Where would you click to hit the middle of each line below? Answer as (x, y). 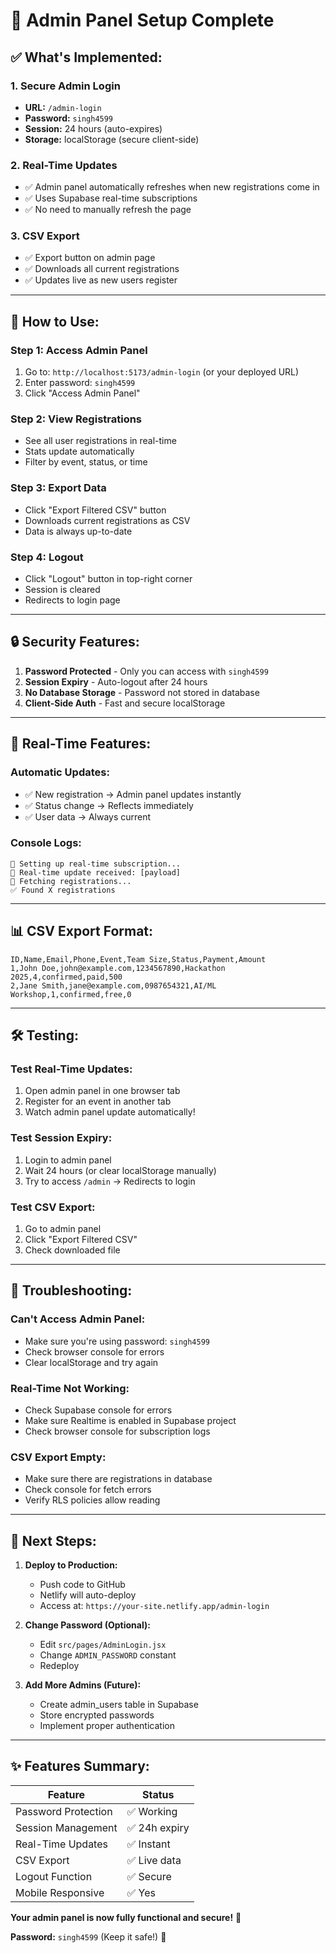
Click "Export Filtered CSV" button (95, 510)
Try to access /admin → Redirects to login (110, 1181)
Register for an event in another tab (98, 1101)
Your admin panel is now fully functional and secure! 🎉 (126, 1917)
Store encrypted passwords (97, 1715)
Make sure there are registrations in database (118, 1479)
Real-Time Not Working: (70, 1388)
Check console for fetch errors (88, 1490)
